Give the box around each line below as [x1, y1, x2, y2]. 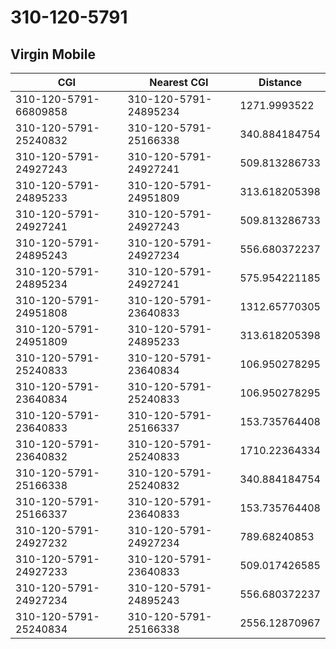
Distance [258, 76, 303, 89]
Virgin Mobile [10, 46, 96, 63]
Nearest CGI [149, 76, 209, 89]
